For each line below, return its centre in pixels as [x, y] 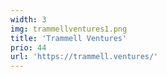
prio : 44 [28, 47]
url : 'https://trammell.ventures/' [84, 57]
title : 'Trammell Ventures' [69, 38]
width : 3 [28, 19]
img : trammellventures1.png [69, 29]
